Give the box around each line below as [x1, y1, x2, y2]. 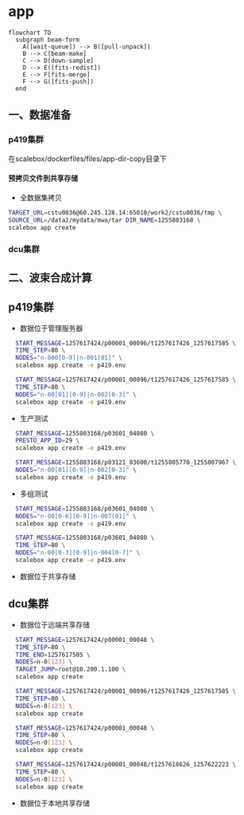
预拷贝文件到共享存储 [8, 174, 78, 183]
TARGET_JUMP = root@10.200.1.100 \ [15, 665, 126, 674]
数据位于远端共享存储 [19, 620, 90, 629]
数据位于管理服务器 [19, 323, 83, 333]
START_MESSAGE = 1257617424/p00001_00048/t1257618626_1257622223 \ [15, 761, 237, 769]
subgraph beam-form [15, 35, 80, 44]
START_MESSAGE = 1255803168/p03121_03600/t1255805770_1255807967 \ [15, 459, 237, 467]
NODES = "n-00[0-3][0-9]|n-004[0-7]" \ [15, 549, 141, 557]
